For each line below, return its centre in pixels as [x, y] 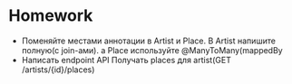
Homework [51, 16]
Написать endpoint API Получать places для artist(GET [127, 60]
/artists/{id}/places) [58, 70]
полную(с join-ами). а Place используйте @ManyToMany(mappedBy [152, 50]
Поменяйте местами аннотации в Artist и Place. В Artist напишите [148, 41]
